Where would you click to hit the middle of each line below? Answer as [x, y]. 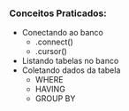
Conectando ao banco [62, 33]
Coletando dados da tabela [71, 70]
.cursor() [51, 52]
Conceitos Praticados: [58, 13]
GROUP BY [55, 99]
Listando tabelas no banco [70, 61]
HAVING [50, 89]
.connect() [54, 42]
